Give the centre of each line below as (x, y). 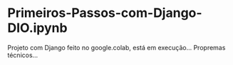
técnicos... (23, 55)
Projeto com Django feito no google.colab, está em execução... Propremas (116, 47)
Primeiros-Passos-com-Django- (105, 13)
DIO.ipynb (37, 28)
